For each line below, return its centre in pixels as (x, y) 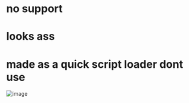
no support (35, 9)
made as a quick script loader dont (95, 64)
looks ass (31, 37)
